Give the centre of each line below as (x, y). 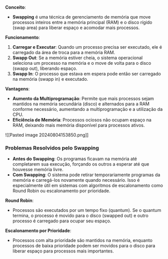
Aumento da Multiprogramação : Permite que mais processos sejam (83, 98)
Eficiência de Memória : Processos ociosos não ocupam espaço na (82, 120)
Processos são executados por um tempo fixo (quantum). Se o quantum (87, 210)
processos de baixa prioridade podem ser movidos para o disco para (84, 246)
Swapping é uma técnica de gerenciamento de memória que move (81, 17)
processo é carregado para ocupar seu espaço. (62, 221)
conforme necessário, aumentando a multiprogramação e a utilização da (88, 109)
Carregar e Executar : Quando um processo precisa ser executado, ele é (87, 47)
